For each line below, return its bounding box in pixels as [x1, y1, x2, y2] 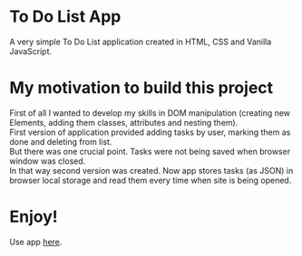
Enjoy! [9, 206, 59, 227]
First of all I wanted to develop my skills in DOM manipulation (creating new [9, 107, 291, 119]
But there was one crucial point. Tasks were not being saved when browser [9, 146, 291, 156]
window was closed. [9, 156, 86, 166]
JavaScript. [9, 45, 53, 56]
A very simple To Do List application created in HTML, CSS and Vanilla [9, 36, 272, 47]
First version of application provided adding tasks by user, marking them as [9, 127, 291, 137]
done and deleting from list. [9, 136, 112, 147]
